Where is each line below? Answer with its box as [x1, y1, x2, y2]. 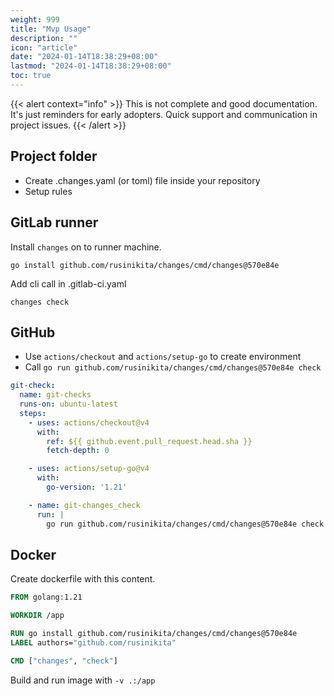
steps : [19, 408, 47, 418]
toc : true [10, 71, 52, 81]
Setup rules [24, 185, 73, 197]
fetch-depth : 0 [46, 446, 110, 456]
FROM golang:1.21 [10, 592, 83, 603]
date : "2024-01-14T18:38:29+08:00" [10, 52, 159, 62]
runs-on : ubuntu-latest [19, 399, 118, 410]
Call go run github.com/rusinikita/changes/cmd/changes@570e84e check [24, 361, 322, 373]
